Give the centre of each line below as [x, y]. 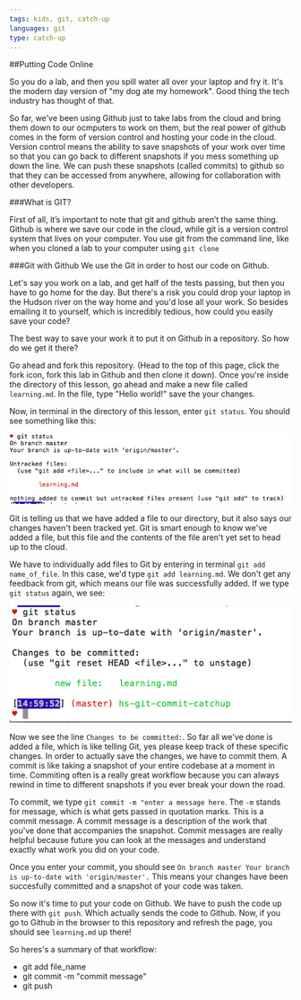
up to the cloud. [39, 547]
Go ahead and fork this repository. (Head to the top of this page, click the [144, 365]
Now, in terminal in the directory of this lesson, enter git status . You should [150, 412]
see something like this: [53, 421]
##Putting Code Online [52, 65]
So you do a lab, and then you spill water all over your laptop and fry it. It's [146, 82]
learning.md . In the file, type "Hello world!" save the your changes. [132, 394]
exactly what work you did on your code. [84, 849]
